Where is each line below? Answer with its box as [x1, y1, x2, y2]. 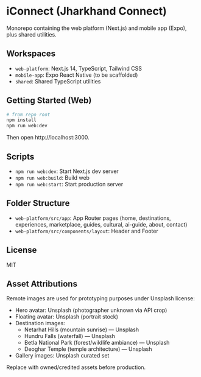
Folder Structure [6, 198, 70, 208]
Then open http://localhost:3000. [6, 134, 90, 141]
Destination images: [15, 320, 65, 327]
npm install [6, 117, 37, 123]
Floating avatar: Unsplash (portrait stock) [15, 313, 119, 320]
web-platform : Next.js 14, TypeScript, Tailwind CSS [15, 65, 142, 72]
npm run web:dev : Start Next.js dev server [15, 167, 119, 175]
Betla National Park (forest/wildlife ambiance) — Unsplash [24, 339, 170, 347]
